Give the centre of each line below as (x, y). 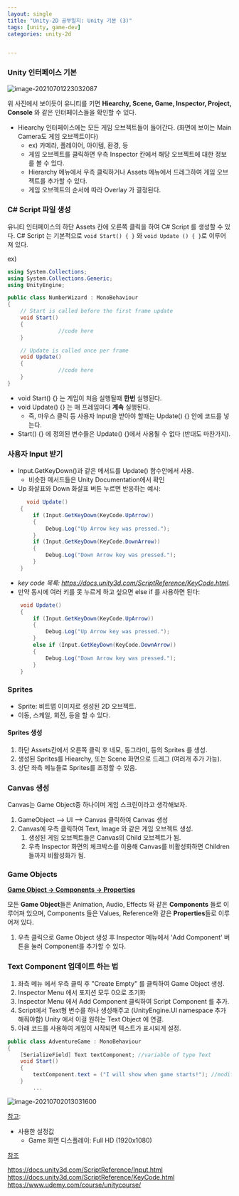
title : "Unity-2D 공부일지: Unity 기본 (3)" (70, 21)
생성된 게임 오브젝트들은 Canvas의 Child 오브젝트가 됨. (105, 838)
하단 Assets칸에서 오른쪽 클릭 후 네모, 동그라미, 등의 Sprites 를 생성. (112, 749)
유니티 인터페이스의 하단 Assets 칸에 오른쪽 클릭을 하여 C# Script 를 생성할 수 (115, 227)
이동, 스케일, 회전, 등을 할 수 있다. (64, 715)
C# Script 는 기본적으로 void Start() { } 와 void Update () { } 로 (112, 235)
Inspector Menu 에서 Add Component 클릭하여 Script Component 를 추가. (123, 1001)
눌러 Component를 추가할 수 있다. (79, 946)
